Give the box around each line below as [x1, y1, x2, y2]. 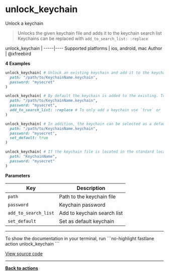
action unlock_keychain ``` [5, 241, 59, 247]
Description [76, 185, 106, 192]
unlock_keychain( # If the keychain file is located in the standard [5, 149, 154, 155]
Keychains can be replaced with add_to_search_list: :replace [17, 35, 148, 41]
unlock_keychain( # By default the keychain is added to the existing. [5, 94, 158, 99]
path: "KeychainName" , [10, 154, 57, 159]
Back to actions [5, 265, 39, 271]
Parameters [5, 172, 30, 178]
